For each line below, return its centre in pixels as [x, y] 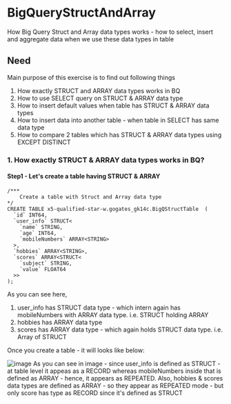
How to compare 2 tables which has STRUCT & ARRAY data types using [119, 134]
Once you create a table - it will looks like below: [76, 350]
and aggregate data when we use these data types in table [91, 39]
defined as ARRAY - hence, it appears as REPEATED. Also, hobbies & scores [115, 378]
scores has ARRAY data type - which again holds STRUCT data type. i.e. [120, 330]
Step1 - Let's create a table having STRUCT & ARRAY [84, 176]
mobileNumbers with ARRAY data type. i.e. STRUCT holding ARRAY [113, 314]
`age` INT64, [38, 233]
